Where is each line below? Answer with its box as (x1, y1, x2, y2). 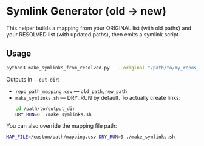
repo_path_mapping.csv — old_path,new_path (15, 87, 127, 95)
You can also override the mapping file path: (6, 122, 117, 130)
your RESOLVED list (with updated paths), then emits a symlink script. (6, 30, 180, 38)
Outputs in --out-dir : (6, 75, 60, 83)
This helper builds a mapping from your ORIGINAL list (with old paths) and (6, 24, 191, 32)
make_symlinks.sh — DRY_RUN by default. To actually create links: (15, 94, 181, 101)
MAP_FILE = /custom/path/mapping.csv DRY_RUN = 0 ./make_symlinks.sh (6, 134, 175, 141)
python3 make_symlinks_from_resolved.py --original (6, 64, 146, 71)
